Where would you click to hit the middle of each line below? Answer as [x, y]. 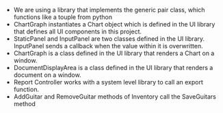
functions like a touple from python [63, 17]
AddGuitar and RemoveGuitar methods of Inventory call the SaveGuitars [115, 97]
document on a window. [47, 75]
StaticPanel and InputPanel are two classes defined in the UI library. [109, 39]
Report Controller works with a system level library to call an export [108, 82]
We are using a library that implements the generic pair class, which [109, 10]
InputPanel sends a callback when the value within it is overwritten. [108, 46]
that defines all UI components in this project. [78, 31]
